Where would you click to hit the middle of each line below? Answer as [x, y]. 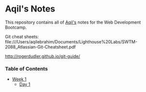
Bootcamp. [16, 27]
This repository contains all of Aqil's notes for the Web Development [73, 22]
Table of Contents [27, 68]
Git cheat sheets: [22, 37]
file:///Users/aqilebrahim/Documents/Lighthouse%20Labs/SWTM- [71, 41]
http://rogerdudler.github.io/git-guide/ [43, 56]
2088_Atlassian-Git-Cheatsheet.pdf [40, 47]
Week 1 [19, 79]
